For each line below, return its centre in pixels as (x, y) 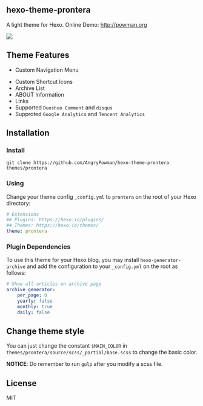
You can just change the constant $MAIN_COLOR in (67, 346)
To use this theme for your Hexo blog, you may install (73, 260)
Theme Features (38, 55)
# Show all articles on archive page (54, 284)
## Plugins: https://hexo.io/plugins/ (55, 220)
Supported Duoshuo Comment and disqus (64, 107)
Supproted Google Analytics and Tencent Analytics (80, 114)
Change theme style (45, 332)
